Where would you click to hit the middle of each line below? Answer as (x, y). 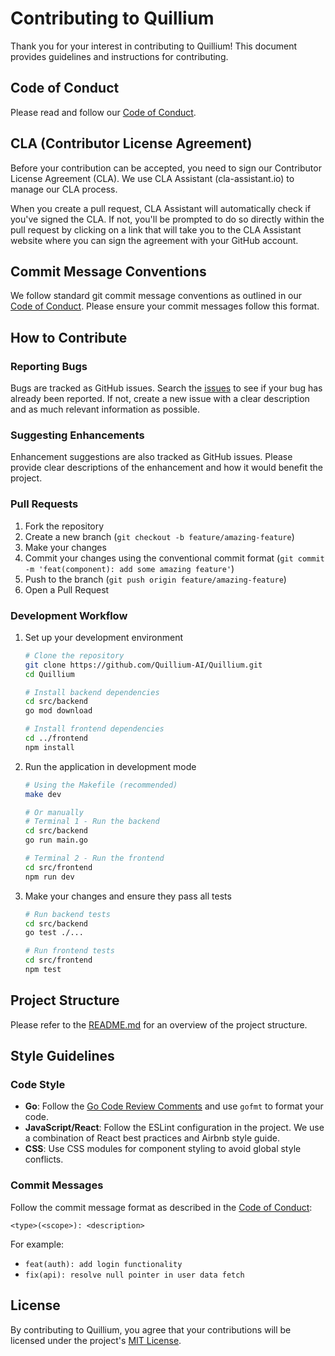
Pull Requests (44, 504)
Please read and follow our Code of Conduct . (103, 112)
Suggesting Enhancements (77, 435)
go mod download (58, 711)
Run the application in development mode (110, 766)
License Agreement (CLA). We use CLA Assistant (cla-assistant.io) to (152, 178)
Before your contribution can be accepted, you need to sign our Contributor (166, 168)
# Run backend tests (67, 914)
